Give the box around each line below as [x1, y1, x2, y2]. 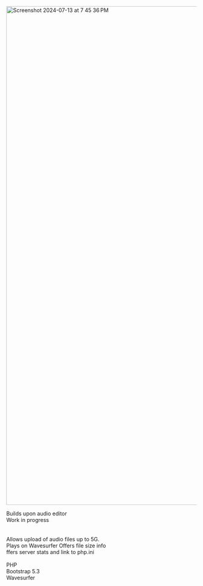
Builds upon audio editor [6, 510, 68, 517]
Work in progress [6, 517, 50, 523]
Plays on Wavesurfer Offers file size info [6, 542, 106, 549]
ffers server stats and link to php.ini [6, 549, 95, 555]
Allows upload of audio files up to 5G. [6, 536, 100, 543]
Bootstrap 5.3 [6, 568, 40, 575]
